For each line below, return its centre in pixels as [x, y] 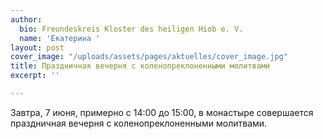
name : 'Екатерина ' [60, 38]
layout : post [37, 47]
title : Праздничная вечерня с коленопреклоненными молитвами [140, 66]
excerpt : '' [35, 76]
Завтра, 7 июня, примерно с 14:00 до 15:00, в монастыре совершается [162, 112]
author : [26, 19]
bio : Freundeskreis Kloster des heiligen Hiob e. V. [131, 29]
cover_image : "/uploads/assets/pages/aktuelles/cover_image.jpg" [149, 57]
